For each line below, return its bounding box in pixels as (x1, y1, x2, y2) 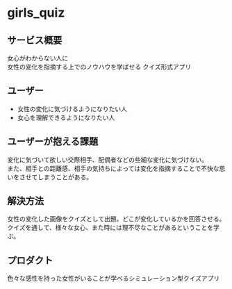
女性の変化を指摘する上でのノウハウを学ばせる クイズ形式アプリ (7, 63, 192, 71)
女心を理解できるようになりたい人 (17, 113, 115, 122)
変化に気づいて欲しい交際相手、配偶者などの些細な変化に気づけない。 (7, 155, 208, 164)
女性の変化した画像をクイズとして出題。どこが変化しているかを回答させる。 (7, 215, 226, 223)
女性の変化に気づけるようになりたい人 (17, 104, 127, 113)
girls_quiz (7, 5, 65, 21)
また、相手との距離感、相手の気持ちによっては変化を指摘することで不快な (7, 164, 220, 172)
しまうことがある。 (37, 172, 92, 181)
